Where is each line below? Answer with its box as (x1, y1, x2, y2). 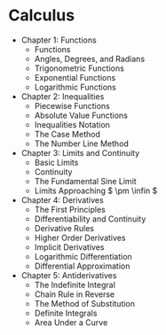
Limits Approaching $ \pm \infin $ (34, 185, 158, 196)
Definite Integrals (34, 308, 98, 318)
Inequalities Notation (34, 119, 110, 129)
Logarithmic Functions (34, 82, 116, 92)
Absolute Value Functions (34, 110, 128, 121)
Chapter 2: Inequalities (20, 90, 105, 102)
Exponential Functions (34, 72, 116, 82)
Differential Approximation (34, 261, 130, 271)
